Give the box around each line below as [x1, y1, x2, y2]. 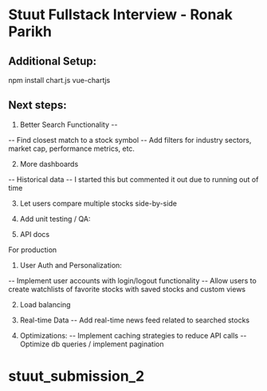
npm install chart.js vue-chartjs [8, 76, 111, 85]
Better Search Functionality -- [19, 120, 118, 129]
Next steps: [8, 98, 68, 113]
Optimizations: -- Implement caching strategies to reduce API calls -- [19, 330, 247, 340]
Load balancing [19, 299, 71, 309]
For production [8, 245, 57, 255]
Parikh [8, 22, 52, 41]
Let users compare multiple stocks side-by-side [19, 198, 178, 208]
